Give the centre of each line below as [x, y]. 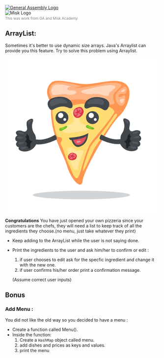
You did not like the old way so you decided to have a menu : [67, 320]
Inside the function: [32, 334]
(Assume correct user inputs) [42, 279]
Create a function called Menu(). [45, 329]
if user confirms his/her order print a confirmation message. [80, 270]
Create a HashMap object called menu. [57, 340]
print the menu [34, 350]
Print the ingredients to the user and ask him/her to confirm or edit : [80, 250]
